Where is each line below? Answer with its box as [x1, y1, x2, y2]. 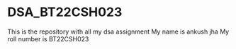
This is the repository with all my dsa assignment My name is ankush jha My [7, 27, 230, 36]
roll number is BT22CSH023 [7, 34, 89, 43]
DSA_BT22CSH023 [7, 4, 123, 20]
